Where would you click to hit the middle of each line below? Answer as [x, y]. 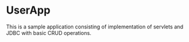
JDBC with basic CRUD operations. [49, 33]
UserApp [28, 10]
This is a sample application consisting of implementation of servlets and [95, 27]
